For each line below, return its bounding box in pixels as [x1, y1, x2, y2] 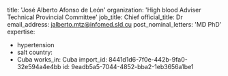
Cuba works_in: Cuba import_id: [16, 55, 108, 64]
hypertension [16, 41, 55, 49]
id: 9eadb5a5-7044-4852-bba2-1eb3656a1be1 [62, 63, 194, 71]
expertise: [7, 27, 35, 36]
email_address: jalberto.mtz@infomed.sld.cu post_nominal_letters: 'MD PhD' [7, 21, 222, 28]
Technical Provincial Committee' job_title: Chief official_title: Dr [7, 13, 183, 21]
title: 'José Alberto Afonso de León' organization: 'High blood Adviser [7, 6, 201, 14]
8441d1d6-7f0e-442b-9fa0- [108, 55, 188, 64]
